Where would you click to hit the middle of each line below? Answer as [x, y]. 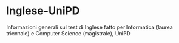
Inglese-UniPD [43, 11]
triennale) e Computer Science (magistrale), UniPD [68, 33]
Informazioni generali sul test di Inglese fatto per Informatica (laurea [89, 27]
